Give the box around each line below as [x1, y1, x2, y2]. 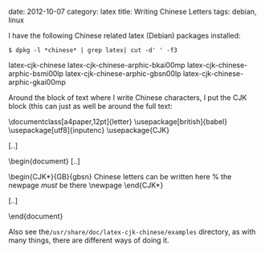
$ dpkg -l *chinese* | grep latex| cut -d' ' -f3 [8, 46, 178, 54]
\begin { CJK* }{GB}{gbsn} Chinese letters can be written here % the [8, 172, 232, 181]
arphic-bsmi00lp [8, 69, 64, 78]
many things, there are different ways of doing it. [8, 235, 170, 245]
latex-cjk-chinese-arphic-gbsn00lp [65, 69, 181, 78]
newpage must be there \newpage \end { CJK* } [8, 180, 164, 190]
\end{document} [8, 211, 63, 221]
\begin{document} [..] [8, 156, 80, 166]
